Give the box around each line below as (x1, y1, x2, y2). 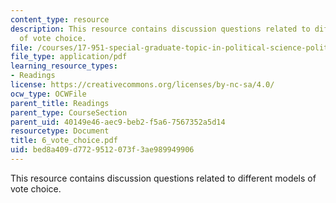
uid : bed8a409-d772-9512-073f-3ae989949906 (10, 145, 195, 155)
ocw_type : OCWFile (10, 89, 87, 99)
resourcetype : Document (10, 126, 110, 136)
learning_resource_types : (10, 61, 118, 71)
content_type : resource (10, 14, 110, 25)
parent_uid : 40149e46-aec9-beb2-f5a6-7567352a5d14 (10, 117, 226, 127)
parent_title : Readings (10, 98, 110, 108)
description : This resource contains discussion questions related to (10, 24, 311, 34)
